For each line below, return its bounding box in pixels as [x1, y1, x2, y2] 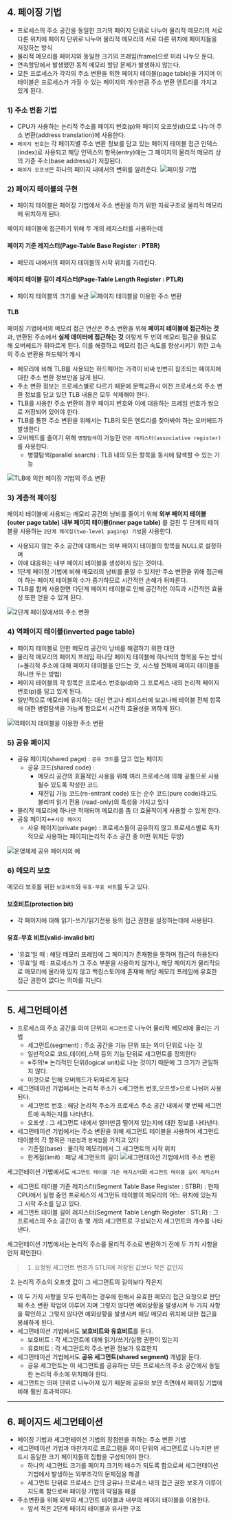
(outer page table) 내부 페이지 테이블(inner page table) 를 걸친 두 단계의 [7, 519, 206, 527]
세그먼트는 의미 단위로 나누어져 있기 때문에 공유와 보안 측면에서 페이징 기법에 [16, 1378, 223, 1387]
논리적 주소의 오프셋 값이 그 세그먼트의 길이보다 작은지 [16, 1278, 163, 1286]
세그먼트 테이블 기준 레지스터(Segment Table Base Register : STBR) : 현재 [16, 1182, 219, 1190]
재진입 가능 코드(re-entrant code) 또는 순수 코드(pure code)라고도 [37, 789, 218, 797]
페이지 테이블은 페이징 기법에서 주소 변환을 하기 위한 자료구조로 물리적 [16, 201, 205, 209]
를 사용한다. [16, 442, 49, 451]
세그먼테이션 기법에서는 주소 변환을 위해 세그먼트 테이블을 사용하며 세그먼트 [16, 1127, 220, 1135]
